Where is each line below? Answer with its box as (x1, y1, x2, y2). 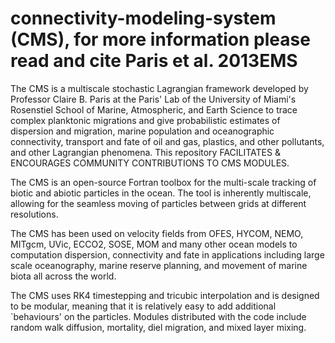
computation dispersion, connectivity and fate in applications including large (10, 248, 325, 261)
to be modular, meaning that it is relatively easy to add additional (10, 300, 277, 312)
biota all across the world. (10, 270, 117, 282)
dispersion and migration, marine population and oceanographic (10, 125, 275, 137)
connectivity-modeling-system (10, 7, 277, 30)
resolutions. (10, 208, 59, 220)
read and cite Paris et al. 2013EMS (10, 50, 298, 72)
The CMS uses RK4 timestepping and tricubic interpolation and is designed (10, 289, 320, 301)
